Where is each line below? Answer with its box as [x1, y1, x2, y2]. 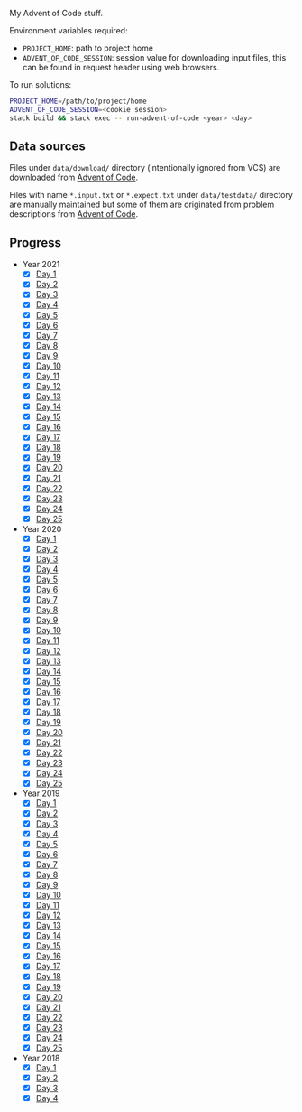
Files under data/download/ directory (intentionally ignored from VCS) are [9, 163, 281, 173]
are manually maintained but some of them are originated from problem [9, 199, 275, 210]
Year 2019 [22, 788, 60, 799]
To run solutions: [9, 79, 72, 89]
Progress [9, 235, 61, 250]
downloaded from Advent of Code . [9, 172, 139, 183]
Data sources [9, 139, 86, 154]
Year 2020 [22, 523, 62, 534]
